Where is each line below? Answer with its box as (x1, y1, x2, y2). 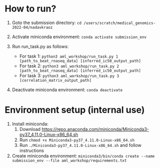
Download (19, 126, 41, 132)
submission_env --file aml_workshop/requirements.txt (12, 158, 127, 163)
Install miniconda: (12, 121, 49, 127)
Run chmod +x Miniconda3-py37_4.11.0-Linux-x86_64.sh (19, 136, 135, 143)
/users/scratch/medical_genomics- (83, 21, 156, 26)
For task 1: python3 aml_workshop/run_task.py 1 (19, 53, 118, 59)
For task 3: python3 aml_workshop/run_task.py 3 (19, 72, 119, 78)
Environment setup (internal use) (5, 104, 145, 116)
